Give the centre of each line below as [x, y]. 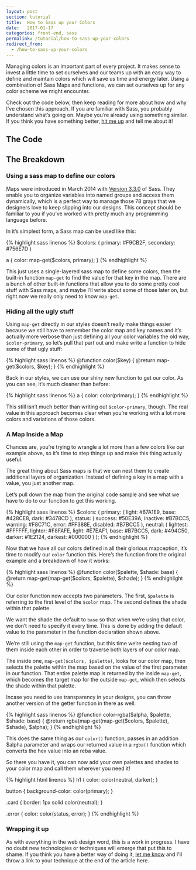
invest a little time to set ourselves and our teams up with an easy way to [94, 72]
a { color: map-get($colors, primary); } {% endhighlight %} [77, 260]
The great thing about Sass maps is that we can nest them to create [88, 471]
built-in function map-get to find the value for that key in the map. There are [96, 277]
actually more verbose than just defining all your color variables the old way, [98, 336]
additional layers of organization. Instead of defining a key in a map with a [95, 477]
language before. [27, 219]
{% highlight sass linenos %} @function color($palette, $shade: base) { [92, 572]
